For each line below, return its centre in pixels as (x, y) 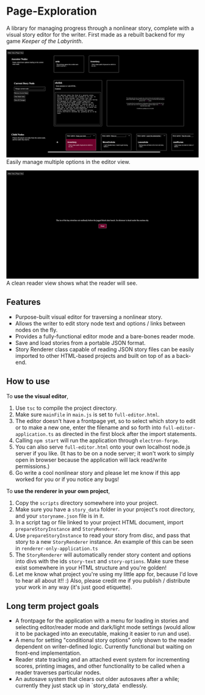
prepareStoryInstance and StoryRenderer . (67, 529)
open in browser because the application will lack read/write (91, 460)
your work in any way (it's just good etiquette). (74, 587)
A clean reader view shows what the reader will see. (72, 283)
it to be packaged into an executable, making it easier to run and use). (103, 634)
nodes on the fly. (36, 330)
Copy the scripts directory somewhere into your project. (87, 503)
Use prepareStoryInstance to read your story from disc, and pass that (103, 535)
